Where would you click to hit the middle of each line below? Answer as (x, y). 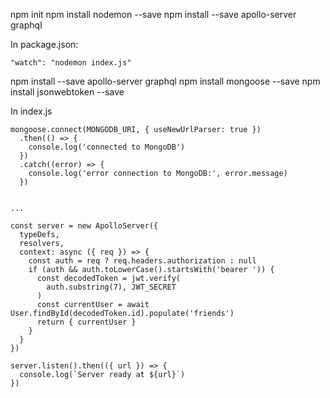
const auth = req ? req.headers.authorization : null (142, 261)
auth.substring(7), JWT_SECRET (111, 287)
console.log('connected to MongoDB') (107, 147)
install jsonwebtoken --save (67, 92)
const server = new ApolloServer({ (84, 226)
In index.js (31, 111)
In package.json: (44, 44)
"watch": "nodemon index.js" (71, 63)
